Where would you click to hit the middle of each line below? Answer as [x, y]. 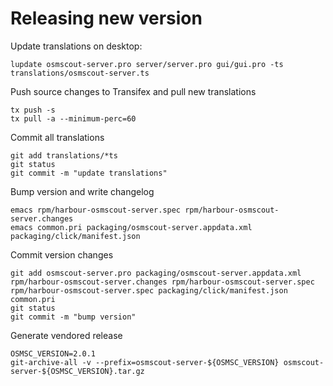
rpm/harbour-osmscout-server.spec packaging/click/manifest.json [149, 290]
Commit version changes [62, 254]
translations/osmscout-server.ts [80, 73]
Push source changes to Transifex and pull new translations [133, 91]
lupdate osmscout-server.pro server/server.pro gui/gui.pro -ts [147, 64]
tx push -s [33, 110]
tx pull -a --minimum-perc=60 [73, 118]
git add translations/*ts [64, 155]
